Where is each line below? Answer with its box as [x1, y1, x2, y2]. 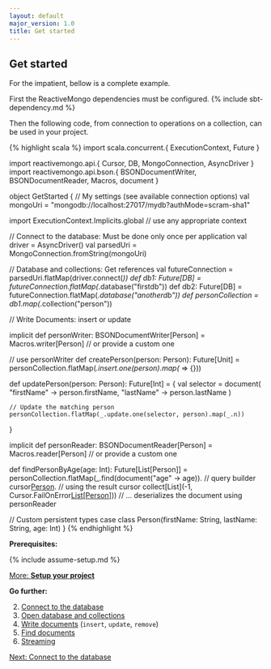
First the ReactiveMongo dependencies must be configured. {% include [9, 94, 248, 104]
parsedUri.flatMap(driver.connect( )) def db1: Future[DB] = [9, 273, 201, 283]
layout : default [9, 11, 64, 20]
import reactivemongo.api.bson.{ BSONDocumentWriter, [9, 167, 197, 177]
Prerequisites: [9, 539, 58, 549]
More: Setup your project [9, 571, 95, 581]
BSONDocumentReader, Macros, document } [9, 176, 159, 186]
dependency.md [9, 103, 64, 113]
